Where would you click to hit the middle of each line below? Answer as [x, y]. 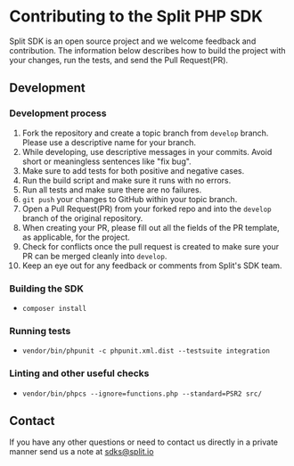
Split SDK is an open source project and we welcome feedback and [133, 41]
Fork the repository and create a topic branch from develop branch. [145, 133]
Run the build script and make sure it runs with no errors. [127, 180]
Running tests [40, 331]
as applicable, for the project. [76, 237]
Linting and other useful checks [79, 373]
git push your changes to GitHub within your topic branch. [130, 199]
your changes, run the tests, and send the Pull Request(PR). [119, 60]
